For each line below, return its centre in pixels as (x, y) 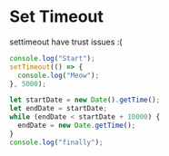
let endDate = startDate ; (58, 109)
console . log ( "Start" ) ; (52, 58)
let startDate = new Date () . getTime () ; (85, 100)
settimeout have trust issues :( (66, 42)
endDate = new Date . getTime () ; (77, 126)
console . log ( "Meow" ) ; (59, 75)
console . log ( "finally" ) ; (56, 142)
